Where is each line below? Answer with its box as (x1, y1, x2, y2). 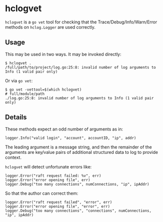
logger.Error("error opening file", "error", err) (5, 204, 110, 209)
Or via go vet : (5, 77, 33, 83)
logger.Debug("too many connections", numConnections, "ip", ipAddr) (5, 182, 150, 186)
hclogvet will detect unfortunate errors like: (5, 164, 92, 169)
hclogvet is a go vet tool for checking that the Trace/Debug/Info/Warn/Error (5, 19, 158, 25)
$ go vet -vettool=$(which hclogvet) (5, 87, 82, 92)
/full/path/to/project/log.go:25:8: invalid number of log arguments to (5, 65, 156, 70)
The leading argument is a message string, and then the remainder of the (5, 144, 152, 150)
